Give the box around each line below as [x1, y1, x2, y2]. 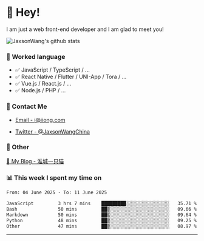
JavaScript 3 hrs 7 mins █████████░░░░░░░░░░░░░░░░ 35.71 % [6, 200, 197, 206]
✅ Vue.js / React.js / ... [15, 80, 72, 87]
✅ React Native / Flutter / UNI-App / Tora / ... [15, 73, 127, 81]
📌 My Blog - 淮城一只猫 [6, 157, 64, 165]
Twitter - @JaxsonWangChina [15, 127, 90, 135]
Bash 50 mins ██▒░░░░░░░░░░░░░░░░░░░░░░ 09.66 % [6, 206, 197, 212]
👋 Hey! [6, 5, 41, 19]
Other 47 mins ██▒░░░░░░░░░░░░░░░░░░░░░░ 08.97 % [6, 223, 197, 229]
